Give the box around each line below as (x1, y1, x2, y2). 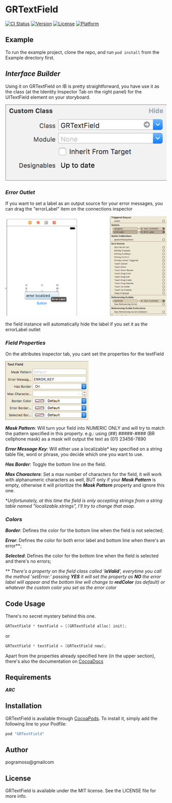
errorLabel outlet (5, 326, 41, 332)
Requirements (5, 673, 51, 682)
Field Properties (5, 339, 46, 346)
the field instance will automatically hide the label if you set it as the (5, 321, 148, 327)
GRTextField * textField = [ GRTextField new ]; (5, 643, 106, 649)
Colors (5, 516, 23, 523)
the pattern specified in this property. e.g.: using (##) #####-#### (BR (5, 430, 155, 437)
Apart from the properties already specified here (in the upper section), (5, 653, 156, 659)
